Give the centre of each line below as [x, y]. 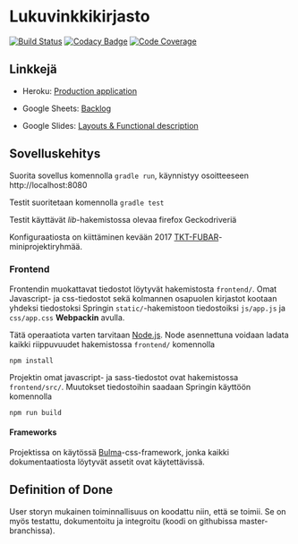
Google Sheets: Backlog [67, 108]
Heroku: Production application [79, 90]
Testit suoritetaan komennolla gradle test [87, 202]
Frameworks [33, 432]
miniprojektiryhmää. [46, 246]
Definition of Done [61, 490]
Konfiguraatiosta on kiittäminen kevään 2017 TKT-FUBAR [114, 237]
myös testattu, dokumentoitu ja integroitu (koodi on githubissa [123, 521]
